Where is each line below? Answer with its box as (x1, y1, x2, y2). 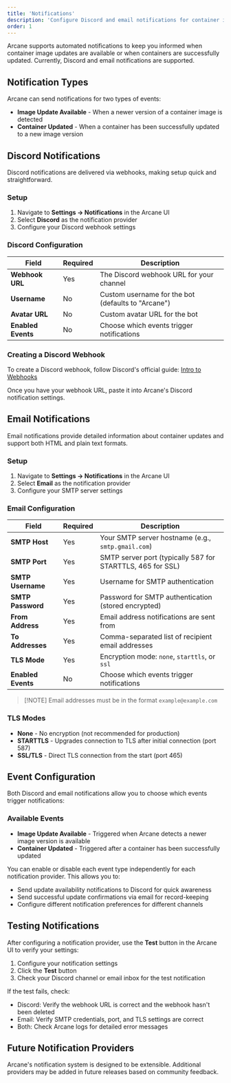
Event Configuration (7, 771, 96, 783)
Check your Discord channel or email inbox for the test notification (16, 973, 206, 982)
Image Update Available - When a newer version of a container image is (16, 108, 223, 116)
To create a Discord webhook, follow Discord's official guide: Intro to (7, 365, 201, 373)
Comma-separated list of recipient (100, 632, 212, 641)
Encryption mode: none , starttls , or (100, 652, 216, 661)
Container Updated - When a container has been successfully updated (16, 123, 220, 131)
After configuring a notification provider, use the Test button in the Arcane (7, 938, 217, 947)
